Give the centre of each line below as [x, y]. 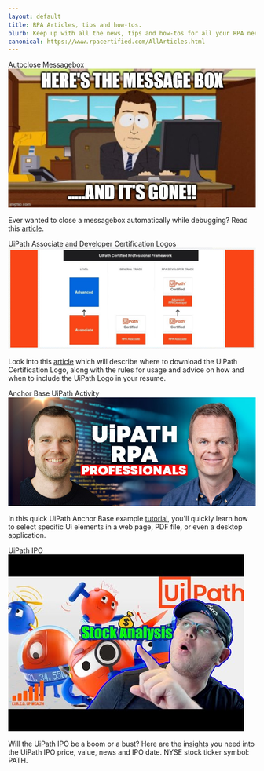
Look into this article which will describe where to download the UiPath [123, 361]
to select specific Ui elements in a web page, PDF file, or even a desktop [125, 527]
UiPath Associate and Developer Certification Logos [92, 244]
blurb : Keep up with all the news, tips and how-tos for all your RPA [126, 33]
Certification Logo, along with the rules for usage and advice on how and [126, 370]
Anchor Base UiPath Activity [54, 393]
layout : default [35, 16]
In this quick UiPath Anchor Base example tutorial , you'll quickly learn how [128, 518]
